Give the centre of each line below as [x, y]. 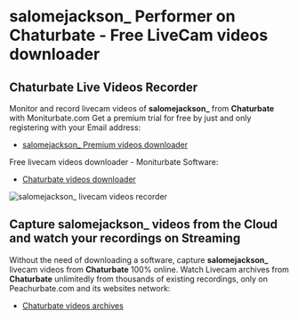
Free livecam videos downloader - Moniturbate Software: [114, 162]
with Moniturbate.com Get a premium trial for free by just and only [130, 118]
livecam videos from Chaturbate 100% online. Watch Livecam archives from [149, 269]
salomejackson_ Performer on [122, 16]
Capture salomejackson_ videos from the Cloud [144, 225]
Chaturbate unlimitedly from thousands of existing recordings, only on [139, 279]
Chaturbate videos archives [73, 306]
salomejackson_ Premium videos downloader [105, 145]
